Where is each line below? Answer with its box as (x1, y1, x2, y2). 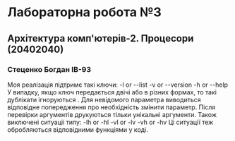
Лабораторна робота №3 (7, 4, 162, 20)
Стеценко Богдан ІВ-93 (7, 64, 92, 74)
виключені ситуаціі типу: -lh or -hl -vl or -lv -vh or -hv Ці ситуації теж (7, 118, 214, 126)
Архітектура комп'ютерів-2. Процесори (7, 32, 194, 44)
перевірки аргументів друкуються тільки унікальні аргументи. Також (7, 110, 217, 118)
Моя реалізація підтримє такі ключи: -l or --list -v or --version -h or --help (7, 80, 228, 89)
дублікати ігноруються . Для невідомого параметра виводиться (7, 95, 201, 104)
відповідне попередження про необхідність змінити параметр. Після (7, 103, 216, 111)
